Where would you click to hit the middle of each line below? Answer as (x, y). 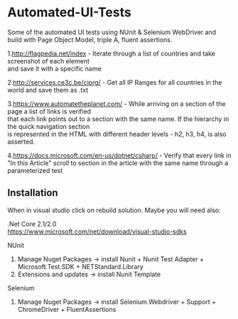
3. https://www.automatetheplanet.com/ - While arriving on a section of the (117, 103)
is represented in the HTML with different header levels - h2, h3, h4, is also (117, 134)
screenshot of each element (49, 61)
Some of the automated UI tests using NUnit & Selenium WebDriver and (112, 32)
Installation (33, 193)
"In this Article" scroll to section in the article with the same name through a (118, 163)
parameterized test (35, 170)
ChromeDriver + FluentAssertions (67, 309)
